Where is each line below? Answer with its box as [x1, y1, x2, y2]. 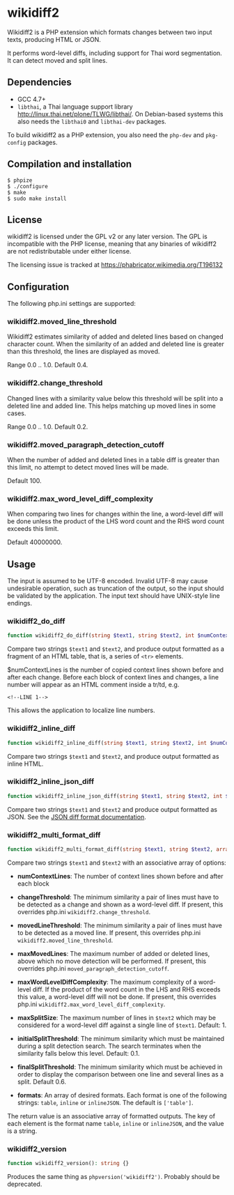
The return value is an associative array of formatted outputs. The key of [7, 1111, 216, 1120]
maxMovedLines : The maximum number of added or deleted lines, [17, 949, 210, 957]
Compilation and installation [7, 158, 132, 170]
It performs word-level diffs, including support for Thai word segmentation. [7, 49, 223, 57]
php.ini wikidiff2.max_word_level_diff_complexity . [17, 1000, 166, 1008]
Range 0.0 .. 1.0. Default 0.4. [7, 361, 88, 369]
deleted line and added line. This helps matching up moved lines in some [7, 401, 216, 410]
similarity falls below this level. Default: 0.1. [17, 1049, 141, 1057]
